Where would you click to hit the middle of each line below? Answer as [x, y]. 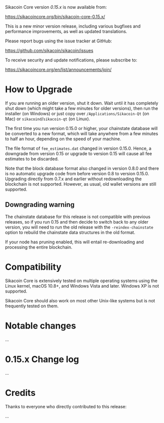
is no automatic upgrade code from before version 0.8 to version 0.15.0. [77, 173]
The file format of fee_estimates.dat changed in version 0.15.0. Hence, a [78, 148]
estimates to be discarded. [32, 159]
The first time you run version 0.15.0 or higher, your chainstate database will [82, 128]
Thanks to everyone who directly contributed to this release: [66, 406]
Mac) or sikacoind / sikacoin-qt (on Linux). [48, 119]
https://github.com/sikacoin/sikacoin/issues [49, 50]
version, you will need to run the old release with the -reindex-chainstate [79, 227]
